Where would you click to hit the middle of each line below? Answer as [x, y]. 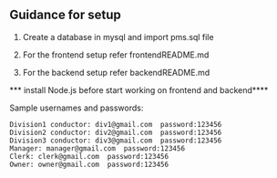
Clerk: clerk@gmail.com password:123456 [89, 156]
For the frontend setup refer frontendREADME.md [116, 55]
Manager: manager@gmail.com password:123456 [97, 148]
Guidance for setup [65, 15]
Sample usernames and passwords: [77, 108]
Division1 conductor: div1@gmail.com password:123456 [116, 124]
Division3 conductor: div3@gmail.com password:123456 [116, 141]
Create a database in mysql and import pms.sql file [118, 37]
